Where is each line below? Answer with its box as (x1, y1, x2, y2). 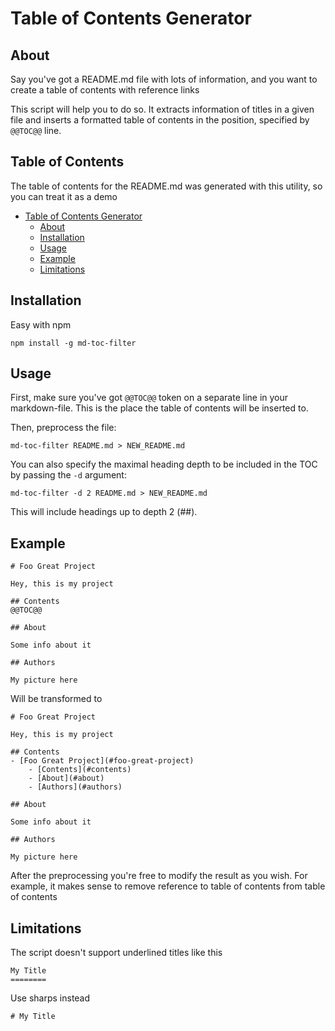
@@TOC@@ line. (10, 125, 62, 136)
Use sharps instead (10, 992, 91, 1004)
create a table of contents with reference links (10, 84, 200, 96)
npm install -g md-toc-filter (10, 338, 137, 348)
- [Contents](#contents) (28, 765, 132, 775)
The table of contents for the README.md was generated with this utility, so (10, 180, 323, 192)
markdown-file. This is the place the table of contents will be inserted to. (10, 402, 309, 414)
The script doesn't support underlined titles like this (10, 947, 223, 959)
